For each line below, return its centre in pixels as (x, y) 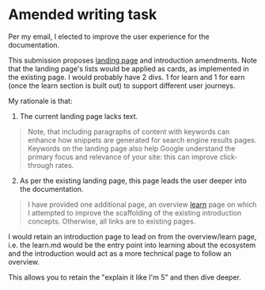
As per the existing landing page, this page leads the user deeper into (133, 181)
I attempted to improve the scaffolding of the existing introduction (134, 212)
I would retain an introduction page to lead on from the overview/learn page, (132, 236)
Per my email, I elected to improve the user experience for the (109, 36)
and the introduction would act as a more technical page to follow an (120, 253)
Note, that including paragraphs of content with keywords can (129, 132)
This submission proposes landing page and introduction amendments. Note (133, 60)
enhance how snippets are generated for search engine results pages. (142, 139)
